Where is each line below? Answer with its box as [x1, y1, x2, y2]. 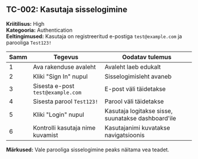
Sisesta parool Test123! [32, 97, 98, 105]
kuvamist [32, 131, 58, 139]
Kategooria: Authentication [6, 26, 72, 33]
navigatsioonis [104, 131, 145, 139]
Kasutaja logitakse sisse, [104, 107, 173, 115]
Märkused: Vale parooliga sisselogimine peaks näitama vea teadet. [6, 146, 170, 153]
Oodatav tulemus [121, 53, 172, 61]
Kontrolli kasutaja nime [32, 123, 96, 131]
